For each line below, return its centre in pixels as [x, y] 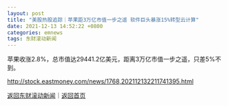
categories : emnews [35, 32]
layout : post [26, 13]
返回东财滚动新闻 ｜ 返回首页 [46, 96]
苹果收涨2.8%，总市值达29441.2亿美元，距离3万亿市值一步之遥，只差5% [111, 59]
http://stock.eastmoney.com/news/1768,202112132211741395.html [101, 81]
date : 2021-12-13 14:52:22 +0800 [55, 26]
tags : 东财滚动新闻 [32, 39]
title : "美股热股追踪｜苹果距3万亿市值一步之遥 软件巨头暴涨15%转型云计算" [103, 20]
